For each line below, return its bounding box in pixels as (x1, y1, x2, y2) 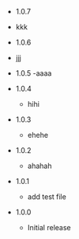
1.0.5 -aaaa (15, 69, 52, 78)
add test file (27, 192, 67, 202)
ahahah (27, 161, 53, 170)
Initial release (27, 223, 71, 232)
